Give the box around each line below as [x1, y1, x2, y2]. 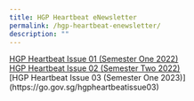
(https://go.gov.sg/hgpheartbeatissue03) [9, 82, 160, 93]
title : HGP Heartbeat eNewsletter [9, 12, 138, 22]
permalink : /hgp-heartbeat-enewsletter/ [9, 21, 162, 30]
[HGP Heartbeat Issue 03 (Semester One [9, 73, 159, 83]
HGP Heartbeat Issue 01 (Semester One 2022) [9, 54, 179, 65]
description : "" [9, 29, 69, 38]
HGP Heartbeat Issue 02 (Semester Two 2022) [9, 63, 181, 74]
